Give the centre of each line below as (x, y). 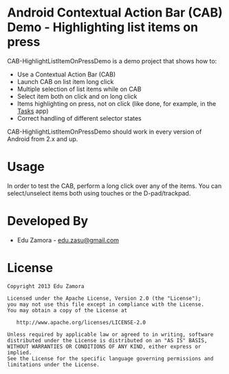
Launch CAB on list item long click (65, 81)
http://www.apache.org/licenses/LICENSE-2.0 (81, 322)
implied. (20, 353)
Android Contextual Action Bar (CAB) (115, 13)
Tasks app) (33, 111)
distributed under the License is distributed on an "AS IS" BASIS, (107, 340)
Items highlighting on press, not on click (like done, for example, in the (117, 103)
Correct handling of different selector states (79, 118)
